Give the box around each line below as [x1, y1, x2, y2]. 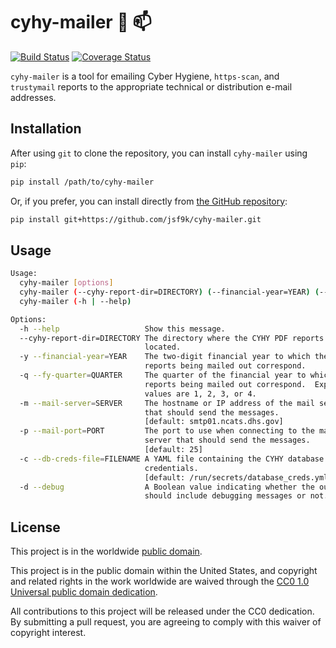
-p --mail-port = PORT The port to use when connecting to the [19, 426, 315, 436]
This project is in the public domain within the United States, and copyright [10, 565, 318, 577]
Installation [10, 120, 82, 138]
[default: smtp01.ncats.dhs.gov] [144, 417, 284, 427]
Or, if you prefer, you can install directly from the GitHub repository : [10, 195, 288, 207]
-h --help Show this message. [19, 324, 226, 334]
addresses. [10, 91, 57, 103]
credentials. [144, 463, 199, 473]
